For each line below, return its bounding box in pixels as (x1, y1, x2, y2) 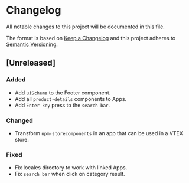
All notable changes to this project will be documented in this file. (6, 23, 165, 30)
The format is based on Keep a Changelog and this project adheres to (6, 34, 176, 41)
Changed (6, 116, 34, 125)
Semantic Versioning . (6, 41, 58, 48)
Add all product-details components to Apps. (14, 95, 127, 102)
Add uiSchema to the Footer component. (14, 89, 111, 96)
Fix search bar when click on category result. (14, 171, 125, 178)
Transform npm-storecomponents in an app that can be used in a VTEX (14, 129, 183, 136)
